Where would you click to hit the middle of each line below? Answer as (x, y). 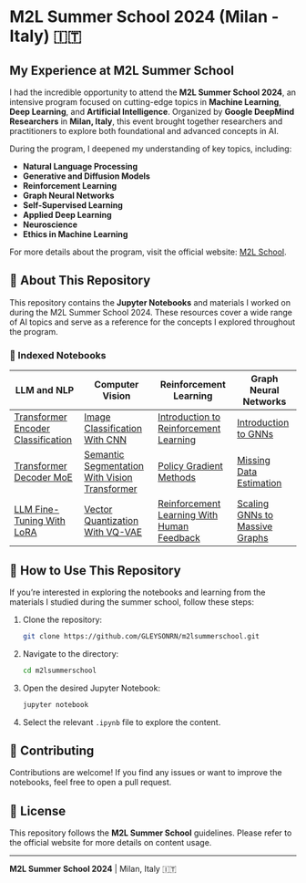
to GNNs (255, 434)
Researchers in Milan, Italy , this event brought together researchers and (146, 121)
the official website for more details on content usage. (111, 843)
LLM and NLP (45, 390)
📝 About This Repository (80, 280)
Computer (117, 385)
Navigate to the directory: (71, 653)
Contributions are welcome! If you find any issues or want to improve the (146, 773)
